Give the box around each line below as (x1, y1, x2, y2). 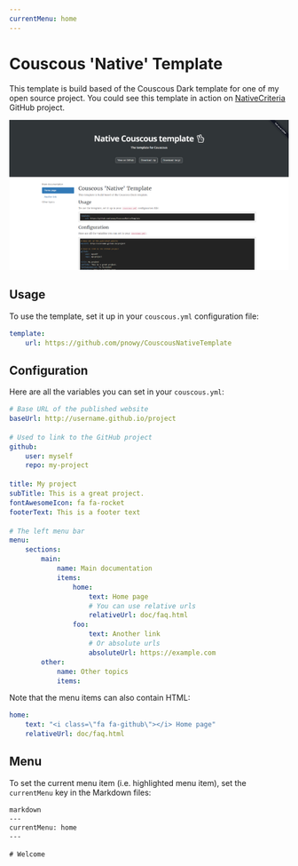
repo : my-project (25, 461, 90, 470)
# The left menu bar (9, 527, 86, 536)
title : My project (9, 480, 77, 489)
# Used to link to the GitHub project (9, 433, 153, 441)
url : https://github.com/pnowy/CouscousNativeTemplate (25, 338, 232, 347)
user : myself (25, 451, 74, 461)
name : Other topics (56, 667, 129, 676)
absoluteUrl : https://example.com (88, 648, 216, 657)
